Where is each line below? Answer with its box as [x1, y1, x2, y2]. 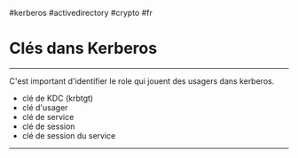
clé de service [21, 111, 74, 122]
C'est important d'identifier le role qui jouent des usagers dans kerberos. [9, 75, 275, 87]
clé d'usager [21, 102, 68, 113]
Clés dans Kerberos [9, 39, 158, 58]
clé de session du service [21, 130, 116, 140]
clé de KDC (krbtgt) [21, 93, 94, 103]
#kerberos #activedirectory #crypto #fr [9, 8, 153, 18]
